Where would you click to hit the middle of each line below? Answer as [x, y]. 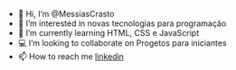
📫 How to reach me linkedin [71, 57]
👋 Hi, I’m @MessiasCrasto [66, 14]
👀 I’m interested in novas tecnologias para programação [122, 23]
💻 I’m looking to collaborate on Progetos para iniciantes [123, 43]
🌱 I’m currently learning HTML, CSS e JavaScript [109, 33]
